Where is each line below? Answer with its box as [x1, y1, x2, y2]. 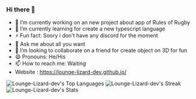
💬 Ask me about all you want [14, 41, 86, 48]
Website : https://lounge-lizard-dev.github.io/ [14, 69, 127, 76]
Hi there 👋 [6, 5, 36, 14]
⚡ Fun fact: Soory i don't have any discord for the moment [14, 32, 158, 39]
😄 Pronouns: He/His [14, 53, 66, 60]
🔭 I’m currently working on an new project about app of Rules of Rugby [14, 19, 191, 26]
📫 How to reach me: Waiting [14, 60, 86, 67]
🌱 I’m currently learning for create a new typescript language [14, 25, 166, 32]
